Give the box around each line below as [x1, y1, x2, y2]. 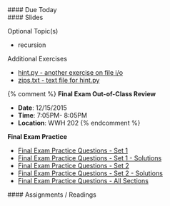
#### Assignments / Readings [7, 190, 96, 199]
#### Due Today [7, 6, 57, 14]
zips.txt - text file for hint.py [17, 76, 100, 84]
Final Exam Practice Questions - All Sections [17, 177, 149, 185]
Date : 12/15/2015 [17, 103, 68, 112]
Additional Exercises [7, 55, 68, 63]
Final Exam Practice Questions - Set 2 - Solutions [17, 169, 163, 177]
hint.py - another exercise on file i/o [17, 68, 124, 76]
